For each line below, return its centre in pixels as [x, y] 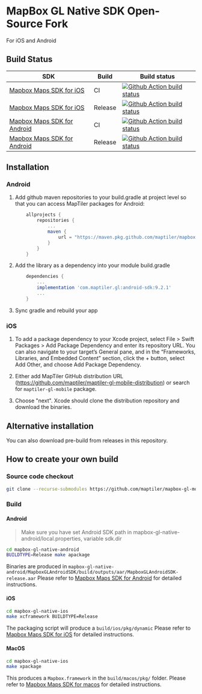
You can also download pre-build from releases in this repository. [87, 440]
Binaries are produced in [37, 567]
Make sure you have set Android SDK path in [76, 532]
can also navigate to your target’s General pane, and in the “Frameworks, [105, 352]
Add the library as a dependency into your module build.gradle [92, 265]
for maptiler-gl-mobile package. [56, 389]
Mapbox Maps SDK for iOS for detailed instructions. [70, 634]
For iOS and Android [31, 40]
